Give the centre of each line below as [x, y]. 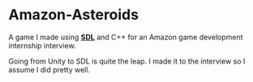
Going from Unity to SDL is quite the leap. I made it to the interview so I [127, 61]
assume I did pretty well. [49, 69]
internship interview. [42, 45]
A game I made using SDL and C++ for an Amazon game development [126, 37]
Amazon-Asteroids [74, 15]
